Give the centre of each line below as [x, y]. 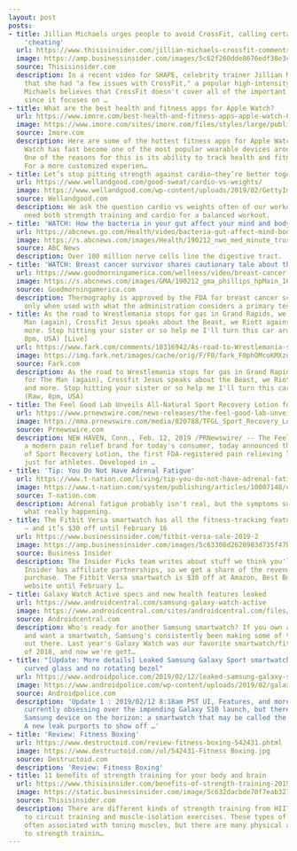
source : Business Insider [64, 553]
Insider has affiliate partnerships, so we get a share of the [144, 570]
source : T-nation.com [56, 496]
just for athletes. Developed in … [90, 463]
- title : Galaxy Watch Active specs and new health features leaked [137, 595]
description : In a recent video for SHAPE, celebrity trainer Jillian [149, 75]
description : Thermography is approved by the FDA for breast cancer [147, 298]
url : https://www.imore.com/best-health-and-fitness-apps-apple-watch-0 [153, 116]
